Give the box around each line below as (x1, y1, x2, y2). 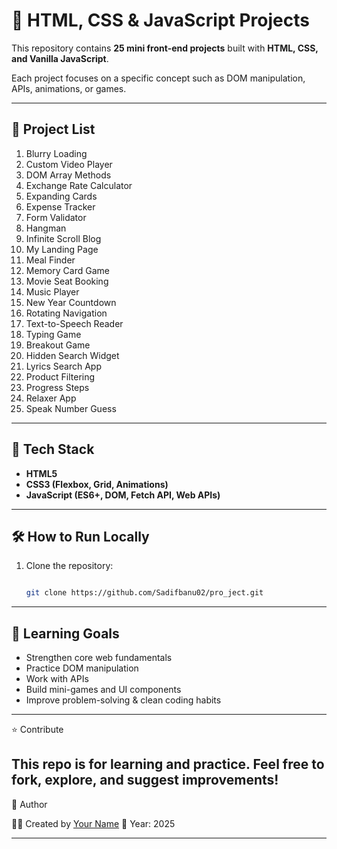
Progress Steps (25, 381, 90, 393)
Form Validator (25, 211, 87, 223)
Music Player (25, 285, 80, 298)
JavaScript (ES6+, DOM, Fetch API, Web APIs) (25, 489, 221, 501)
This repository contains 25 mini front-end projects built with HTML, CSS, (11, 42, 319, 54)
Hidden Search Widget (25, 349, 120, 361)
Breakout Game (25, 339, 91, 351)
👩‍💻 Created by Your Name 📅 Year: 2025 (11, 817, 176, 829)
